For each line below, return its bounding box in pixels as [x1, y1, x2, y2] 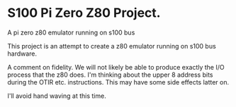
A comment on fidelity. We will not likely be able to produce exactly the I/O [7, 63, 225, 71]
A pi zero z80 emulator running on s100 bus [7, 28, 135, 37]
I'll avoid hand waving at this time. [7, 92, 106, 100]
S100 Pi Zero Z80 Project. [7, 5, 161, 21]
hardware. [7, 49, 38, 58]
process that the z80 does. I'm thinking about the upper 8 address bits [7, 70, 213, 79]
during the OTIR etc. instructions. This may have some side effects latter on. [7, 77, 230, 86]
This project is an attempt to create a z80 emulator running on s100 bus [7, 42, 216, 50]
